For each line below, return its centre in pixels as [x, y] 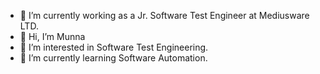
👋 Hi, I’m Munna [52, 36]
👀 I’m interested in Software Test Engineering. [114, 47]
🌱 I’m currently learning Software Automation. [113, 58]
